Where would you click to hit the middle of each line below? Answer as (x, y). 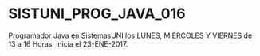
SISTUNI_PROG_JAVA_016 (97, 14)
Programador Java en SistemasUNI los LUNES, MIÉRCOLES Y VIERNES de (130, 35)
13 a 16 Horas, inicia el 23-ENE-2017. (68, 43)
